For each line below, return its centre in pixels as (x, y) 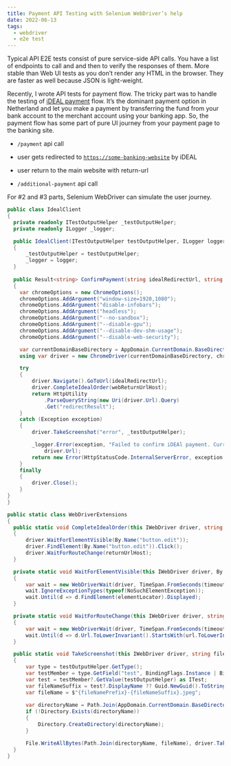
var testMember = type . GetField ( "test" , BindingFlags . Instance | (121, 673)
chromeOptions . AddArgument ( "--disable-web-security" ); (100, 337)
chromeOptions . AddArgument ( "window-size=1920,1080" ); (98, 299)
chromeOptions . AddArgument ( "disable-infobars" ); (90, 305)
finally (30, 470)
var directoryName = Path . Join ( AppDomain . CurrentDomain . (109, 705)
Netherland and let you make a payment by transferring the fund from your (113, 109)
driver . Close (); (55, 483)
